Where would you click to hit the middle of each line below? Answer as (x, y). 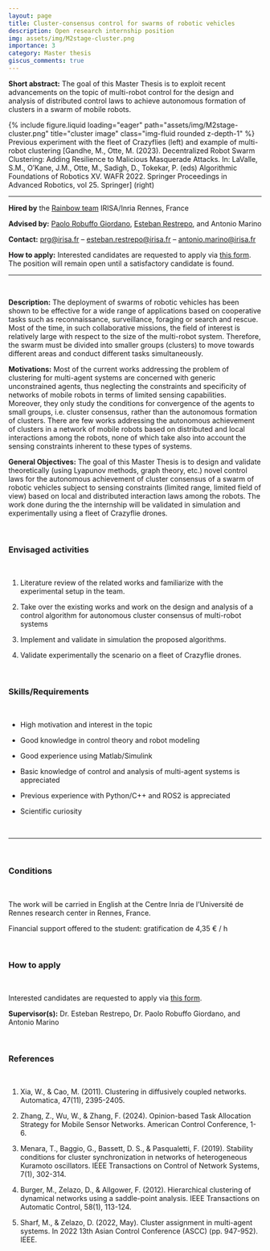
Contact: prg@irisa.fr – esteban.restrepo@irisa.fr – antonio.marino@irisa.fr (132, 239)
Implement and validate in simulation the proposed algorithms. (123, 640)
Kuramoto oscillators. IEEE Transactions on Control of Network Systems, (139, 1166)
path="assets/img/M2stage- (191, 125)
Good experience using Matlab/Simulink (86, 756)
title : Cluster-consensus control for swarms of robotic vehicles (122, 23)
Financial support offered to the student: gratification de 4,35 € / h (118, 928)
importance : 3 (32, 46)
